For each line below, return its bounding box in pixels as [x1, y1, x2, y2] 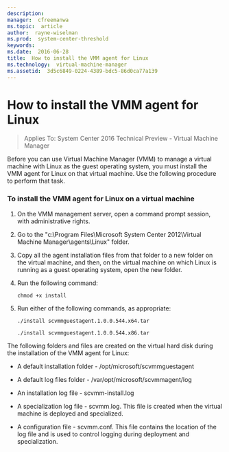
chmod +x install [16, 292, 67, 299]
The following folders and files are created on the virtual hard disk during [7, 341, 213, 350]
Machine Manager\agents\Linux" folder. [16, 238, 130, 246]
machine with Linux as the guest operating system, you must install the [7, 162, 208, 170]
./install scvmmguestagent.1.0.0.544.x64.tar [16, 317, 149, 324]
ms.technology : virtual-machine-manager [7, 61, 128, 68]
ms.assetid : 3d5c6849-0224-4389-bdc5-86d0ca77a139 [7, 67, 158, 74]
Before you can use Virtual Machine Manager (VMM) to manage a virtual [7, 155, 213, 163]
